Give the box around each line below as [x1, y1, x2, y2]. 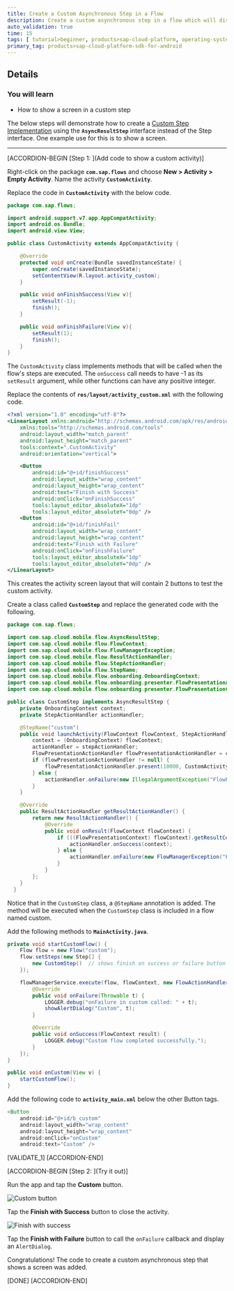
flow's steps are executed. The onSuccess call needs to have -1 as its [7, 370, 203, 378]
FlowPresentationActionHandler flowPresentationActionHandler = [32, 750, 223, 757]
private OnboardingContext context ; [19, 705, 127, 712]
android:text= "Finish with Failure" [32, 541, 139, 548]
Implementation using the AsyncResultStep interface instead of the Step [7, 126, 212, 135]
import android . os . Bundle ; [7, 221, 86, 228]
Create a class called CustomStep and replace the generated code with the [7, 600, 219, 608]
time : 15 [7, 29, 33, 37]
